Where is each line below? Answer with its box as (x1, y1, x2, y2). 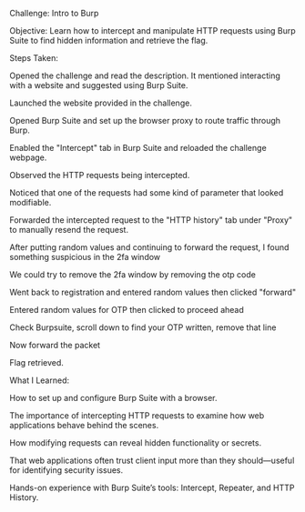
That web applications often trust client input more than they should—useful (9, 455, 295, 466)
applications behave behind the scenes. (9, 420, 159, 430)
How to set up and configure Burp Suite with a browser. (9, 393, 218, 403)
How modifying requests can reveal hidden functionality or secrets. (9, 437, 262, 448)
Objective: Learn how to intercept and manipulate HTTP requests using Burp (9, 25, 296, 35)
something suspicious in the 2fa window (9, 252, 161, 262)
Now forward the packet (9, 340, 101, 350)
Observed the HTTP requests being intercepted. (9, 170, 190, 180)
